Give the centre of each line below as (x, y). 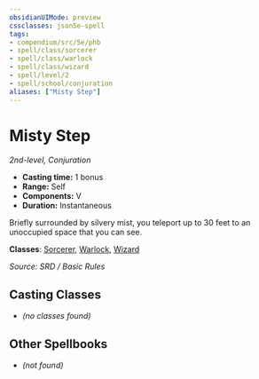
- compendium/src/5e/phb (55, 42)
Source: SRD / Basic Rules (57, 266)
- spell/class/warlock (51, 59)
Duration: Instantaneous (67, 206)
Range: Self (44, 186)
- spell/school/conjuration (61, 83)
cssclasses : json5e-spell (57, 26)
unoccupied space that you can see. (76, 233)
